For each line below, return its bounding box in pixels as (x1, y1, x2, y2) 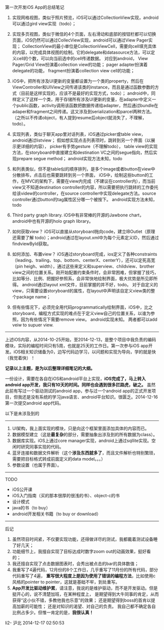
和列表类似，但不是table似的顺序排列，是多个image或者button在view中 (12, 166, 155, 172)
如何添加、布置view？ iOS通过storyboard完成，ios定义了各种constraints (12, 251, 158, 257)
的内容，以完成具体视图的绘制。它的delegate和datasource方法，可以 (12, 49, 151, 55)
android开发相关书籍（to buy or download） (12, 511, 101, 517)
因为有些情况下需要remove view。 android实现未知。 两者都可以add (20, 316, 158, 322)
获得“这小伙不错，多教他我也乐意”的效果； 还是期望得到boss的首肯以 (12, 597, 151, 603)
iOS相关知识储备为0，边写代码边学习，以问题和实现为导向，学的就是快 (13, 349, 156, 355)
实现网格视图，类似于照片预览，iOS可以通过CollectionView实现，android (12, 15, 159, 21)
